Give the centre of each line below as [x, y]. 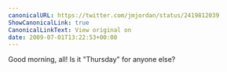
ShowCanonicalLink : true [49, 23]
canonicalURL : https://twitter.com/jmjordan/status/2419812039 [114, 15]
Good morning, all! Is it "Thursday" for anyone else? [92, 59]
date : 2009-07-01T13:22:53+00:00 [63, 37]
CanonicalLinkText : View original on [70, 30]
